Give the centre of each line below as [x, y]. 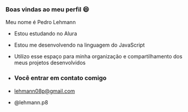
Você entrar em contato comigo [60, 78]
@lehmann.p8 [31, 102]
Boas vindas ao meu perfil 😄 [47, 9]
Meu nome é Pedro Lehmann [41, 22]
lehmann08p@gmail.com [44, 91]
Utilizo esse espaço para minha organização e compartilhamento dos [98, 57]
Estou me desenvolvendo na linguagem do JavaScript [79, 45]
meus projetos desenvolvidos [50, 63]
